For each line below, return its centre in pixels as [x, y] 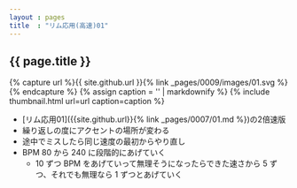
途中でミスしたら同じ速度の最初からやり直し [104, 141]
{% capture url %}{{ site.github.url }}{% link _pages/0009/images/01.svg [142, 83]
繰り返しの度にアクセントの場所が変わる [96, 131]
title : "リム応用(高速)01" [59, 26]
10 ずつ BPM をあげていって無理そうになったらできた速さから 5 [151, 163]
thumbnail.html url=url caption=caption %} [87, 102]
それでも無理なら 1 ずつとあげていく [117, 175]
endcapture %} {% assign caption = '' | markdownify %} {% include [146, 92]
